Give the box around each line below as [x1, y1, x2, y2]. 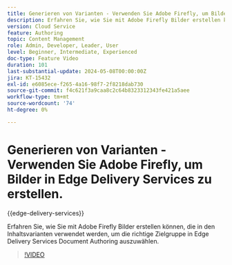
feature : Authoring [7, 29, 64, 37]
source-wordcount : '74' [7, 100, 76, 107]
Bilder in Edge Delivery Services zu [7, 171, 212, 187]
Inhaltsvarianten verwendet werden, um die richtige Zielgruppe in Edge [7, 229, 209, 238]
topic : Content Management [7, 36, 85, 43]
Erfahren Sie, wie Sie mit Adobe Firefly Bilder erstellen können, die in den [7, 222, 215, 230]
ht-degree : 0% [7, 106, 48, 113]
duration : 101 [7, 61, 48, 68]
